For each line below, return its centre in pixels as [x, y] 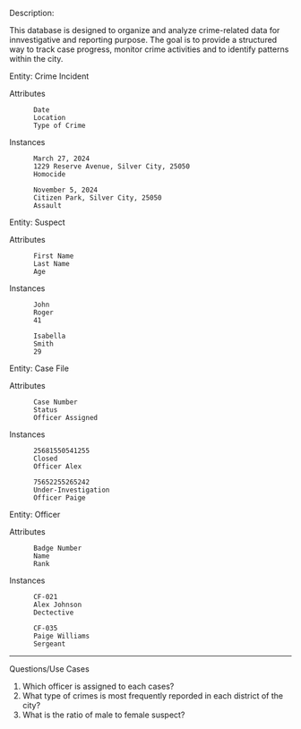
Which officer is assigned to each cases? [98, 686]
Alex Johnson [57, 605]
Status [45, 410]
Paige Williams [61, 636]
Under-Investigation [71, 490]
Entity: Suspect [37, 222]
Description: [32, 13]
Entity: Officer [35, 515]
